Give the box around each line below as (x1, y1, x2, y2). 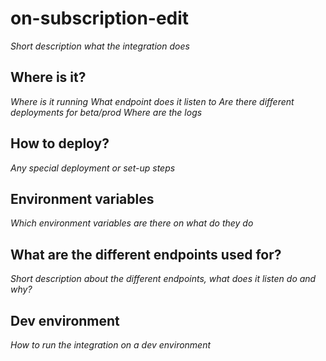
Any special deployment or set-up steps (10, 162, 176, 174)
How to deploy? (10, 135, 110, 152)
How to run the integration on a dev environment (10, 339, 212, 351)
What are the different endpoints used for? (10, 246, 282, 263)
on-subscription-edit (10, 7, 190, 30)
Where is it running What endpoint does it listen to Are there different (10, 95, 295, 107)
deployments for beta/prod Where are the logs (10, 106, 203, 118)
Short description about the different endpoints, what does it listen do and (10, 273, 317, 285)
